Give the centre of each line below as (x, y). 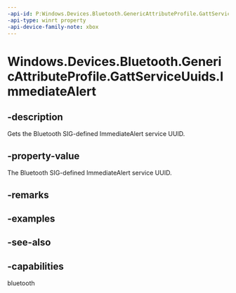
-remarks (28, 195)
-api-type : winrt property (47, 20)
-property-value (44, 156)
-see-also (29, 243)
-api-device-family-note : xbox (53, 27)
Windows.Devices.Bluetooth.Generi (114, 61)
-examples (31, 218)
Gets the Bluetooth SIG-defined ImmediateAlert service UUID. (96, 134)
